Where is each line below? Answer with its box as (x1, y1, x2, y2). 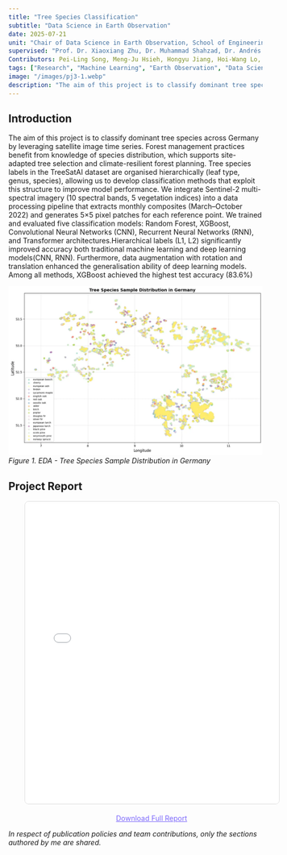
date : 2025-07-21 (8, 30, 67, 38)
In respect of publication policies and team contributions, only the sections (8, 828, 258, 838)
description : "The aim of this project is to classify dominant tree (8, 81, 247, 89)
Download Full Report (115, 813, 188, 823)
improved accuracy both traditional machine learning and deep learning (8, 244, 246, 254)
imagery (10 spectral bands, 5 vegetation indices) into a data (37, 193, 239, 203)
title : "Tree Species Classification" (8, 13, 139, 21)
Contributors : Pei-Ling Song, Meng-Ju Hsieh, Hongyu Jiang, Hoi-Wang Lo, (8, 56, 262, 64)
